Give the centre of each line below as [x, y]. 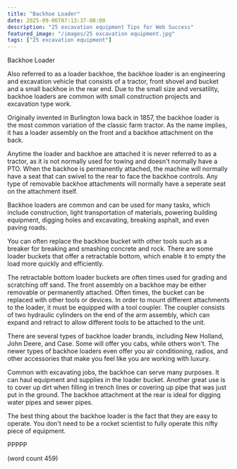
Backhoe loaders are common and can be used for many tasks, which [109, 205]
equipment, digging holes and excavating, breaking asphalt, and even [108, 220]
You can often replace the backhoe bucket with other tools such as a [107, 242]
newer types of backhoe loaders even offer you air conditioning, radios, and [117, 351]
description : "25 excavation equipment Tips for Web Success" [101, 27]
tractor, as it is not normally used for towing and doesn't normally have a [113, 161]
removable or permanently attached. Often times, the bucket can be [106, 292]
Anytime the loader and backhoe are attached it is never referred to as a [112, 154]
